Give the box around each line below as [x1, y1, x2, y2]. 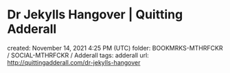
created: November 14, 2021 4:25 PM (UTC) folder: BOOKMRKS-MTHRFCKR [7, 44, 223, 52]
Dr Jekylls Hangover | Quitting [7, 7, 183, 23]
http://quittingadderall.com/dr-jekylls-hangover [7, 58, 141, 66]
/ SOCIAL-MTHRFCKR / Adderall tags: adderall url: [7, 51, 149, 59]
